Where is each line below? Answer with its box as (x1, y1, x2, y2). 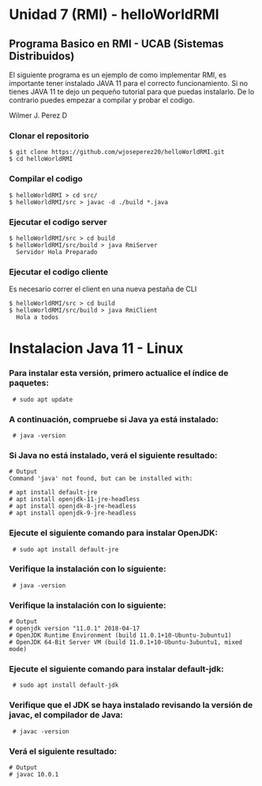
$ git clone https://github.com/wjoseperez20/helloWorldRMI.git (9, 148, 225, 156)
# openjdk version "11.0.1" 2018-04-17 (9, 625, 140, 633)
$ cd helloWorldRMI (9, 155, 73, 163)
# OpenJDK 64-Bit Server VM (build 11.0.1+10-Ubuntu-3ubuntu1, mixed (9, 638, 243, 646)
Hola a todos (16, 313, 59, 321)
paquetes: (9, 377, 50, 388)
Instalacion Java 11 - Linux (9, 339, 184, 357)
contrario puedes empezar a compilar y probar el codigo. (9, 95, 195, 104)
